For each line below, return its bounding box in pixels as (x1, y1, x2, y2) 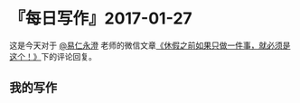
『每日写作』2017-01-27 (9, 8, 192, 29)
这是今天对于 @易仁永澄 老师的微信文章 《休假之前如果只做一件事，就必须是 (9, 40, 291, 51)
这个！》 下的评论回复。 (9, 51, 97, 61)
